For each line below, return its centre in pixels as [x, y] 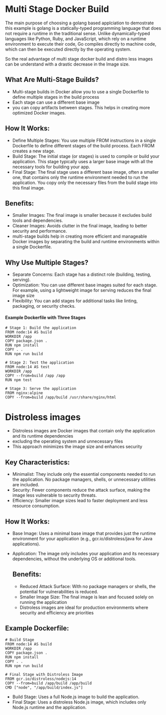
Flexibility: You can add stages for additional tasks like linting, [75, 301]
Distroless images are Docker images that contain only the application [83, 431]
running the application [43, 602]
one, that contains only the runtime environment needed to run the [80, 177]
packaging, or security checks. [44, 306]
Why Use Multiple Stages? [47, 262]
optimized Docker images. [39, 113]
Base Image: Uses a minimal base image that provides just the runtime [84, 533]
